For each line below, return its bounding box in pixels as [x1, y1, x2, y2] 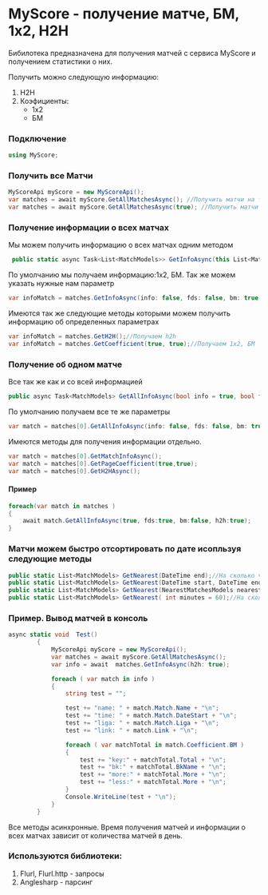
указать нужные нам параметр [8, 279, 115, 288]
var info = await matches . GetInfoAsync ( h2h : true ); [50, 660, 230, 668]
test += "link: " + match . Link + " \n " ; [65, 726, 198, 734]
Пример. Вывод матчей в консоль [8, 612, 148, 623]
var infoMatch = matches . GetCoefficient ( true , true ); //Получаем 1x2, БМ [8, 340, 255, 348]
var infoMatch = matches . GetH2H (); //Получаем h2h [8, 332, 177, 340]
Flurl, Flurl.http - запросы [19, 869, 105, 878]
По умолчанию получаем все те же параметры [8, 407, 170, 416]
